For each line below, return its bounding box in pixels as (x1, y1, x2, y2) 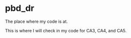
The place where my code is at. (5, 19, 68, 24)
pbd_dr (5, 3, 34, 14)
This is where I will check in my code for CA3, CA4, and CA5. (5, 28, 127, 33)
